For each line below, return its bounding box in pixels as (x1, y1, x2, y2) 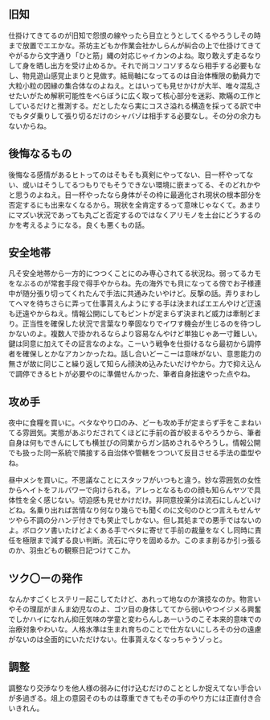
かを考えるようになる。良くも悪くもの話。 (8, 220, 149, 229)
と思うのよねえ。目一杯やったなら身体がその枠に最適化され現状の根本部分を (8, 190, 262, 200)
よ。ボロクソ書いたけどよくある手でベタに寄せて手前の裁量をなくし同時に (8, 525, 255, 535)
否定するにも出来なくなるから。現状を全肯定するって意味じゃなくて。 (8, 200, 240, 209)
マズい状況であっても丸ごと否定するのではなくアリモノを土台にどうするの (14, 210, 261, 220)
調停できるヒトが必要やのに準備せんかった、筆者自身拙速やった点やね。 (14, 369, 255, 379)
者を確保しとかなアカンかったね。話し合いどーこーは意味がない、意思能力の (8, 349, 262, 359)
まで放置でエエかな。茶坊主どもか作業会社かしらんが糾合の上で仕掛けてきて (8, 40, 262, 50)
